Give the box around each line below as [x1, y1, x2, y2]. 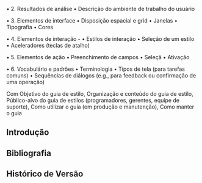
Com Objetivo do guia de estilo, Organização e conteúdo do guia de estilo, [6, 90, 193, 97]
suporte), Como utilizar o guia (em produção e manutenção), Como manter [6, 103, 195, 110]
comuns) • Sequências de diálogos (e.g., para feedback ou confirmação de [6, 72, 197, 79]
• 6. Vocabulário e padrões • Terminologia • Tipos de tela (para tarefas [6, 65, 185, 73]
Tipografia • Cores [6, 24, 54, 30]
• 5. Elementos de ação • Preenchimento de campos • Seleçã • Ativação [6, 54, 190, 60]
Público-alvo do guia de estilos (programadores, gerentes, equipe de [6, 97, 180, 104]
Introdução [6, 127, 49, 138]
